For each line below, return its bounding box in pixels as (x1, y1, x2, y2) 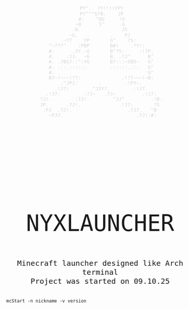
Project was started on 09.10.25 (30, 277, 170, 286)
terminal (82, 268, 119, 277)
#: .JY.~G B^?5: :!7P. (48, 48, 154, 54)
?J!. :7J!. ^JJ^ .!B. (39, 96, 163, 102)
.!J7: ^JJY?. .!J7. (54, 85, 148, 92)
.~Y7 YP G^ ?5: (60, 37, 137, 44)
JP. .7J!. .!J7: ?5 (39, 101, 160, 108)
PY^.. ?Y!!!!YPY (79, 5, 124, 11)
